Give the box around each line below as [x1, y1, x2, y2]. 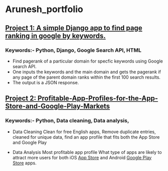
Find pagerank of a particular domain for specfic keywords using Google [12, 58, 163, 64]
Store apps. [12, 160, 37, 166]
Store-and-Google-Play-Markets [5, 102, 110, 110]
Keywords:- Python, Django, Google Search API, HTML [5, 46, 142, 53]
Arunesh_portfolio [5, 4, 83, 15]
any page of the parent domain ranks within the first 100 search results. [12, 74, 161, 80]
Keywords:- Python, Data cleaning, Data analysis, [5, 117, 129, 124]
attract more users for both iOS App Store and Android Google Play [12, 154, 152, 160]
